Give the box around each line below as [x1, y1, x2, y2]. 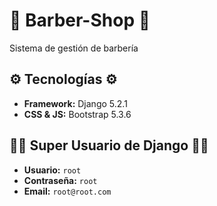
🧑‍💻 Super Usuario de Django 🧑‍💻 [9, 137, 209, 154]
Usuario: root [23, 164, 82, 176]
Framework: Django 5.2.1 [23, 97, 128, 109]
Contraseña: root [23, 174, 98, 186]
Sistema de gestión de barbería [9, 42, 139, 54]
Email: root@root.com [23, 185, 112, 197]
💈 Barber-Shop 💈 [9, 9, 151, 32]
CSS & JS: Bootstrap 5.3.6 [23, 108, 132, 120]
